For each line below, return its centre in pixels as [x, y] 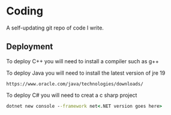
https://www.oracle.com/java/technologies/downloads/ [75, 84]
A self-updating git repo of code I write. [55, 28]
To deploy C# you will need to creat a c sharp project [72, 95]
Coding [25, 11]
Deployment [30, 47]
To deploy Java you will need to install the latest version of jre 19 [86, 73]
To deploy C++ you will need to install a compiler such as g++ [82, 61]
